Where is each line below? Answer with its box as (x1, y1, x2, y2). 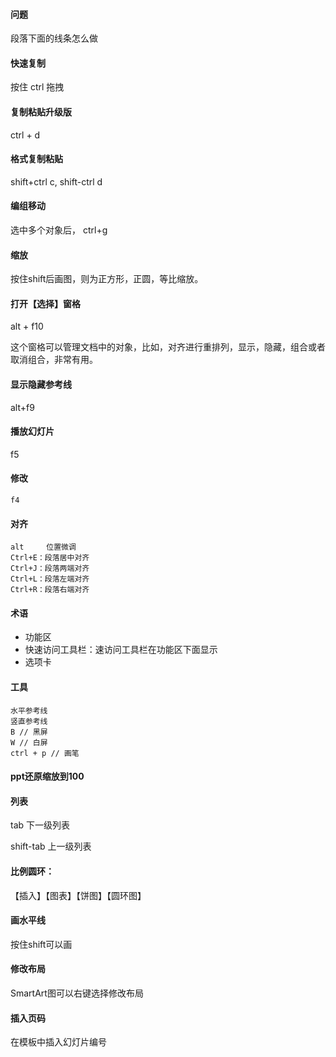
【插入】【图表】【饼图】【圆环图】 (10, 889, 147, 901)
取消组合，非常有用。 (10, 354, 98, 366)
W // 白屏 (10, 737, 48, 748)
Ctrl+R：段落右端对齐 (10, 585, 90, 595)
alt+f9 (10, 401, 35, 413)
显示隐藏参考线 (10, 379, 72, 391)
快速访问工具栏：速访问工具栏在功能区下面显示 (24, 644, 218, 656)
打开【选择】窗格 (10, 297, 81, 309)
